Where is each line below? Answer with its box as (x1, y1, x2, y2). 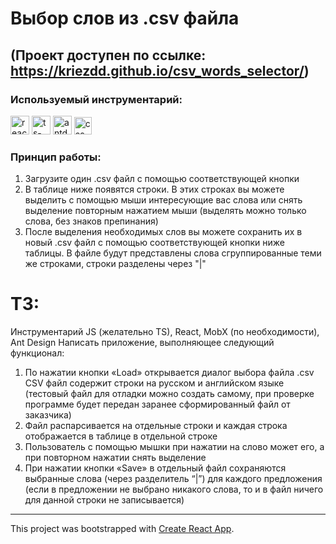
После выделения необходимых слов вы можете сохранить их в (24, 226, 303, 238)
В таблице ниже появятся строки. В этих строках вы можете (24, 183, 285, 196)
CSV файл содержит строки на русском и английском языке (24, 377, 285, 389)
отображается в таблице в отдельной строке (24, 430, 218, 442)
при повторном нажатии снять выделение (24, 452, 207, 464)
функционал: (10, 347, 65, 359)
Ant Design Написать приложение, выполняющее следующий (10, 337, 275, 349)
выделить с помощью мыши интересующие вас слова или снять (24, 194, 303, 206)
